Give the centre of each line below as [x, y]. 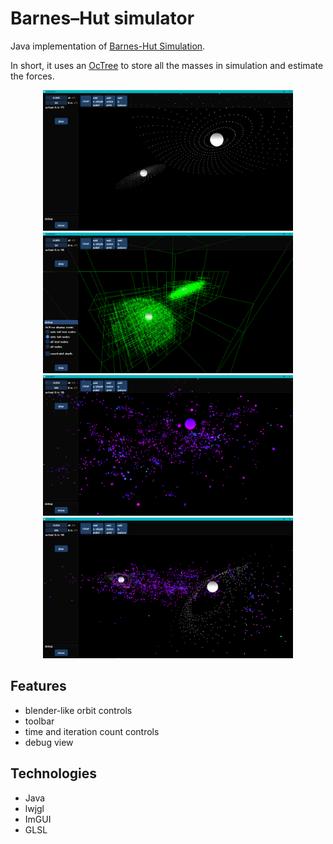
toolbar [39, 721]
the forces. [32, 76]
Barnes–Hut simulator [102, 18]
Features [38, 686]
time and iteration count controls [92, 731]
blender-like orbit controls [78, 710]
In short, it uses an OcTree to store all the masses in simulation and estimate [167, 65]
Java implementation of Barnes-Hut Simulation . [108, 46]
